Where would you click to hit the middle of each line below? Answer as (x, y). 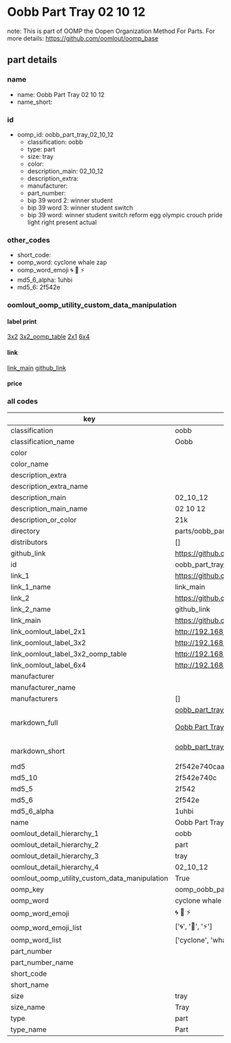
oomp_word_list (36, 941)
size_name (28, 1007)
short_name (30, 985)
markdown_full (34, 723)
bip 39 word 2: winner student (70, 200)
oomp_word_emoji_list (46, 927)
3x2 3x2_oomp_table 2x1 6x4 (48, 337)
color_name (30, 464)
